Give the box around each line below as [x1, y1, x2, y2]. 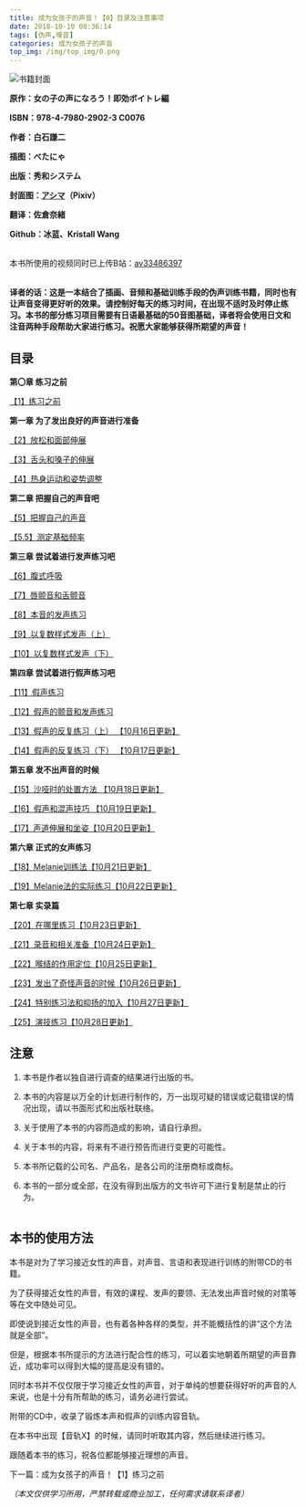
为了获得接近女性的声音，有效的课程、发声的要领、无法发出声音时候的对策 [9, 1287, 289, 1298]
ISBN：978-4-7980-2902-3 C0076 [9, 112, 146, 123]
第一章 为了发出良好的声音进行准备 [9, 414, 139, 425]
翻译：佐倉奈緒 [9, 209, 66, 220]
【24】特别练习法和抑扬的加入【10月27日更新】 [9, 997, 189, 1008]
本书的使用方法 [9, 1230, 94, 1246]
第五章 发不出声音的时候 [9, 764, 100, 775]
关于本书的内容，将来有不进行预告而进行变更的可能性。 [22, 1141, 230, 1152]
